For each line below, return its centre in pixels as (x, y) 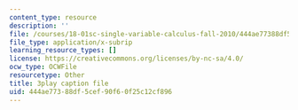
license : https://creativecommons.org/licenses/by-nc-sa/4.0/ (126, 59)
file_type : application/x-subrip (71, 42)
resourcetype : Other (47, 75)
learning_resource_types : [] (63, 51)
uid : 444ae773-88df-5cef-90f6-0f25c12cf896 (91, 91)
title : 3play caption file (59, 83)
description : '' (39, 26)
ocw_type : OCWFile (43, 67)
